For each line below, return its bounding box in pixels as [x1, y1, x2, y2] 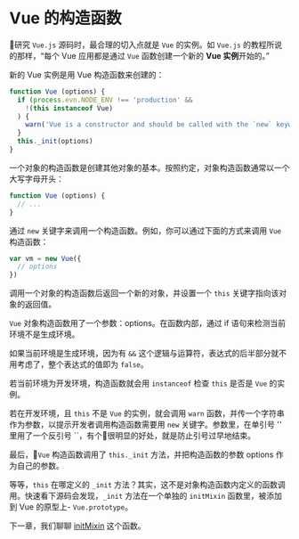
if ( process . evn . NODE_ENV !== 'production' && [17, 95, 193, 104]
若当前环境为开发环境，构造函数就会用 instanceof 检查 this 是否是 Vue [9, 378, 268, 388]
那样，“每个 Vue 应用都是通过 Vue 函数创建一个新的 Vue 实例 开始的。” [16, 50, 270, 61]
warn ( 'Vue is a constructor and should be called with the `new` [25, 120, 273, 129]
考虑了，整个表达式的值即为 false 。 [16, 359, 149, 370]
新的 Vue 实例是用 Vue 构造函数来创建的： [9, 69, 165, 80]
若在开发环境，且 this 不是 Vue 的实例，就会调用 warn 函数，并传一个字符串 [9, 408, 285, 419]
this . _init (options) [17, 137, 93, 146]
